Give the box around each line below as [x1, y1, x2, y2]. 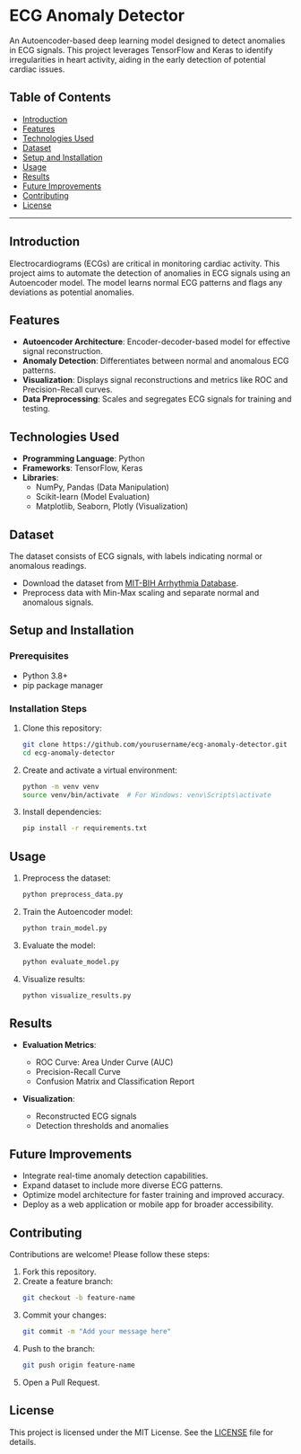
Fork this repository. [21, 1266, 97, 1277]
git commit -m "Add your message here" [21, 1326, 172, 1335]
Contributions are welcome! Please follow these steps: [9, 1249, 211, 1260]
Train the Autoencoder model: [21, 907, 133, 918]
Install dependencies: [21, 806, 102, 818]
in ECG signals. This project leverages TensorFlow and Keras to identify [9, 44, 273, 55]
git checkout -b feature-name [21, 1293, 136, 1303]
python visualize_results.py [21, 990, 132, 1000]
